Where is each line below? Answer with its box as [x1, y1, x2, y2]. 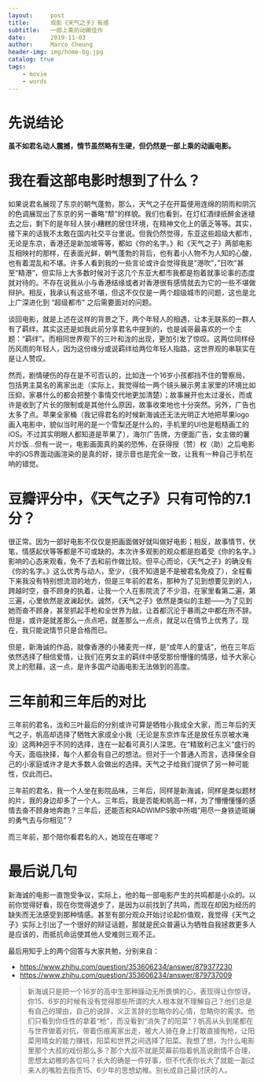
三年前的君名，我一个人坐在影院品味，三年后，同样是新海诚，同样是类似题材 [8, 786, 256, 795]
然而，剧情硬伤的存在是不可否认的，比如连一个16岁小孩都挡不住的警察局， [8, 371, 250, 380]
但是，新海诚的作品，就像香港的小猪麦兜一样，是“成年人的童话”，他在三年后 [8, 643, 255, 652]
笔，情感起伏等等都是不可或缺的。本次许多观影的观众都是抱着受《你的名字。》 [8, 547, 256, 556]
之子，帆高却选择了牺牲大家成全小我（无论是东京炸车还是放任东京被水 [14, 730, 242, 739]
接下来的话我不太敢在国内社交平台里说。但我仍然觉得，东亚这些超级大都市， [8, 229, 256, 239]
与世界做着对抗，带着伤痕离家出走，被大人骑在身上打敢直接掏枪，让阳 [27, 1026, 255, 1036]
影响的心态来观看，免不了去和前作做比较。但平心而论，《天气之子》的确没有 [8, 557, 253, 566]
